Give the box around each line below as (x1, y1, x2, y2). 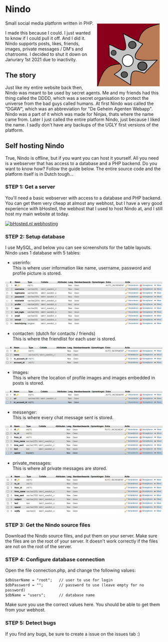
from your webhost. (5, 607, 46, 613)
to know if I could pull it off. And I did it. (5, 35, 86, 41)
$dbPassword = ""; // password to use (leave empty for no (5, 583, 144, 588)
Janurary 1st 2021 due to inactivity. (5, 56, 77, 62)
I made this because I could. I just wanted (5, 30, 91, 36)
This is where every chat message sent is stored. (12, 415, 114, 421)
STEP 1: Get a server (5, 183, 55, 190)
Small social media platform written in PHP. (5, 20, 94, 26)
